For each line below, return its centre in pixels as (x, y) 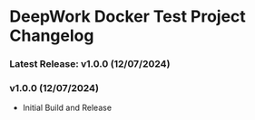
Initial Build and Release (67, 108)
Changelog (52, 36)
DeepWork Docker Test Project (128, 17)
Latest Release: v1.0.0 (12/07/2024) (90, 64)
